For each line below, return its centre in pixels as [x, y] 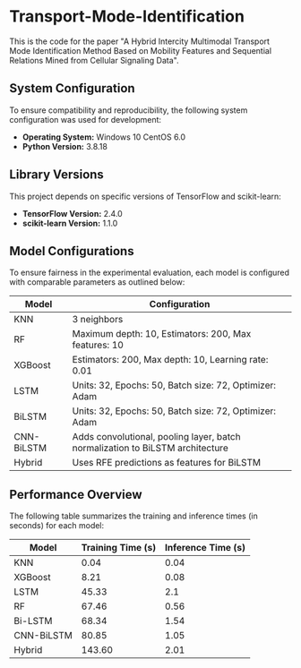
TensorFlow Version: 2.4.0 [72, 213]
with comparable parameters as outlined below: [97, 282]
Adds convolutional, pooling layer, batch [156, 437]
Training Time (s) [119, 548]
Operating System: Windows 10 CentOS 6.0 [104, 137]
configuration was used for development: [86, 119]
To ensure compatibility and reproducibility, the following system [129, 110]
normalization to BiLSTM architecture [150, 448]
